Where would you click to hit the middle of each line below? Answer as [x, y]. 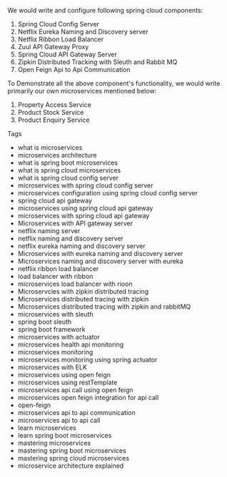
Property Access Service [54, 105]
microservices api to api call [59, 420]
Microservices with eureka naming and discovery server [100, 253]
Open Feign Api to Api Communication [74, 70]
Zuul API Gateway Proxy [53, 47]
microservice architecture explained [71, 466]
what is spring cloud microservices [69, 170]
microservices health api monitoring [71, 344]
